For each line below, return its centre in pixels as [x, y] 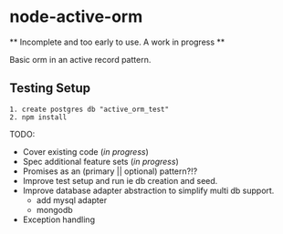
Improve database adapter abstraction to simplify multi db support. [148, 190]
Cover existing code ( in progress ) [85, 151]
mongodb [54, 209]
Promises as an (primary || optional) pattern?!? [110, 171]
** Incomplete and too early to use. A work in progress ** [117, 42]
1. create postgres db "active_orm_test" [89, 109]
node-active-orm [76, 17]
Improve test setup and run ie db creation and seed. [120, 180]
